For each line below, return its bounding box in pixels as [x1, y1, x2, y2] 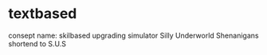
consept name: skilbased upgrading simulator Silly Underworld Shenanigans [8, 31, 259, 40]
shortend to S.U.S [8, 38, 66, 48]
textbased [8, 5, 77, 23]
